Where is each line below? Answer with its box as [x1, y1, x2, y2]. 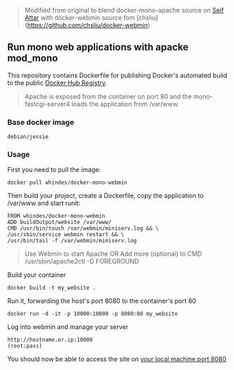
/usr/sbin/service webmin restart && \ [7, 231, 125, 238]
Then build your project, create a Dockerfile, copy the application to [7, 192, 204, 200]
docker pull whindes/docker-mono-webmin [7, 179, 128, 186]
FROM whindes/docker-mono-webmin [7, 213, 106, 220]
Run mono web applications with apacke [7, 42, 189, 54]
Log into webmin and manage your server [7, 323, 129, 331]
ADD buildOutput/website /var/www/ [7, 218, 112, 226]
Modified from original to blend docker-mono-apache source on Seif [24, 6, 224, 14]
